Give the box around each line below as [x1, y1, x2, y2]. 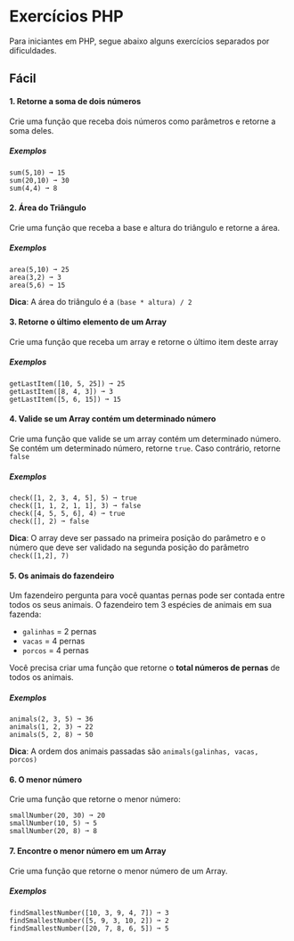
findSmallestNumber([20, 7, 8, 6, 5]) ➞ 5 [9, 924, 169, 933]
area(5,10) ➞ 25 [9, 265, 69, 274]
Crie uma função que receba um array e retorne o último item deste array [9, 336, 279, 347]
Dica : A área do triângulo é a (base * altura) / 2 [9, 296, 192, 307]
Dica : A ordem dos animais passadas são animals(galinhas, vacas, [9, 746, 259, 757]
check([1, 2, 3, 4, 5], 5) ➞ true [9, 494, 138, 503]
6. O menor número [9, 773, 83, 785]
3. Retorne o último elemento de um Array [9, 316, 167, 327]
